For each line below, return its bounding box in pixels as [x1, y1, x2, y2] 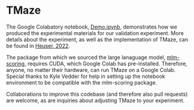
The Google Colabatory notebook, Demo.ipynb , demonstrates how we [6, 23, 177, 30]
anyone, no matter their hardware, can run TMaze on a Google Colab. [6, 66, 176, 73]
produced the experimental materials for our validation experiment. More [6, 29, 184, 36]
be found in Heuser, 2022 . [6, 42, 70, 49]
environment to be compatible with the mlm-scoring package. [6, 78, 157, 86]
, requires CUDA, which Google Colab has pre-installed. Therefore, [24, 60, 188, 67]
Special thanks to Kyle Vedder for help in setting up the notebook [6, 73, 166, 80]
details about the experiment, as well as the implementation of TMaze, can [6, 36, 189, 43]
